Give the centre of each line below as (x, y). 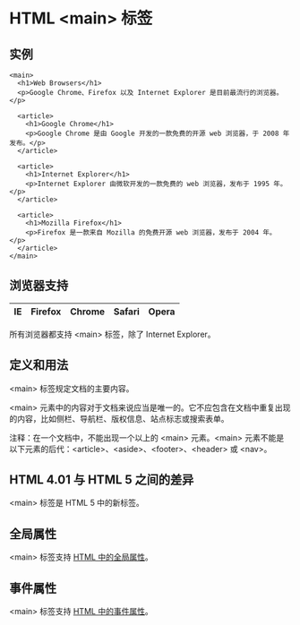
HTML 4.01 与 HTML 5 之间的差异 (102, 480)
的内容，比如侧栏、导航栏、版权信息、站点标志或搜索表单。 (119, 418)
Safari (127, 312)
